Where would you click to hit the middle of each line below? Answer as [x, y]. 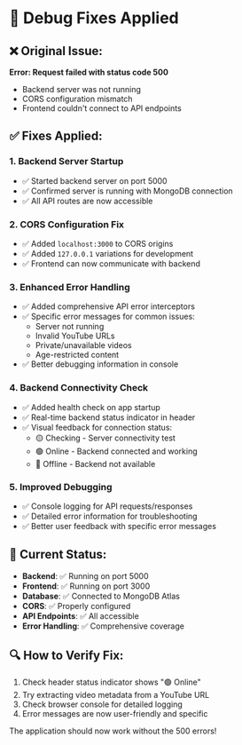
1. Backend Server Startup [66, 162]
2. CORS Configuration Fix [67, 224]
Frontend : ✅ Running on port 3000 [86, 586]
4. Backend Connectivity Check [79, 388]
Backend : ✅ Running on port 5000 [85, 575]
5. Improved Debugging [61, 487]
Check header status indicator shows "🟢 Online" [111, 682]
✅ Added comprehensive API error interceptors [108, 306]
